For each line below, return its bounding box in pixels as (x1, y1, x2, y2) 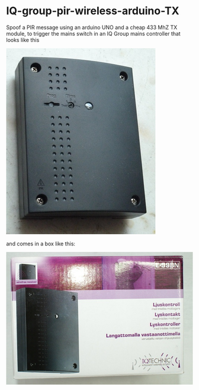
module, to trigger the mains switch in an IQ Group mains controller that (6, 30, 181, 37)
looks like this (6, 36, 40, 43)
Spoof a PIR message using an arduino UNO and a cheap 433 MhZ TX (6, 24, 178, 31)
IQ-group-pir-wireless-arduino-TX (6, 4, 179, 18)
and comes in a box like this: (6, 240, 76, 247)
